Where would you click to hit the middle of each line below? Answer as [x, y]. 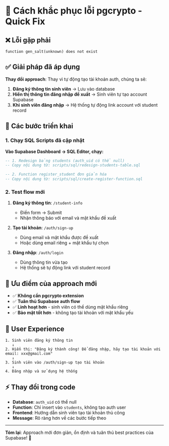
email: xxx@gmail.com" [29, 353]
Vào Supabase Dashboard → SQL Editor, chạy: [55, 152]
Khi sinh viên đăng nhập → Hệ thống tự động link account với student [85, 105]
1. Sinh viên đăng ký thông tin [39, 340]
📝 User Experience [35, 329]
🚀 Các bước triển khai [39, 126]
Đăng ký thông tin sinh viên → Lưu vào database [64, 89]
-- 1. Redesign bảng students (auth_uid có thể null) [65, 161]
